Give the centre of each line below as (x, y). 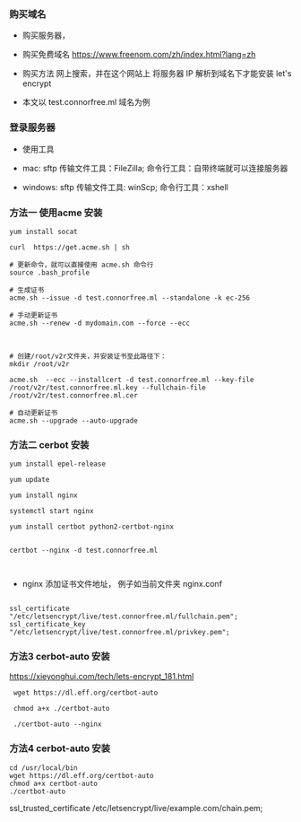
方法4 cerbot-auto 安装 (60, 748)
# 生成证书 (27, 290)
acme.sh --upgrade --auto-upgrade (74, 420)
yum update (30, 480)
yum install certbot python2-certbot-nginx (92, 527)
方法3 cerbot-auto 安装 (60, 657)
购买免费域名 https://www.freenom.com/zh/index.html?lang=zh (139, 55)
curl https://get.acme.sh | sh (69, 247)
